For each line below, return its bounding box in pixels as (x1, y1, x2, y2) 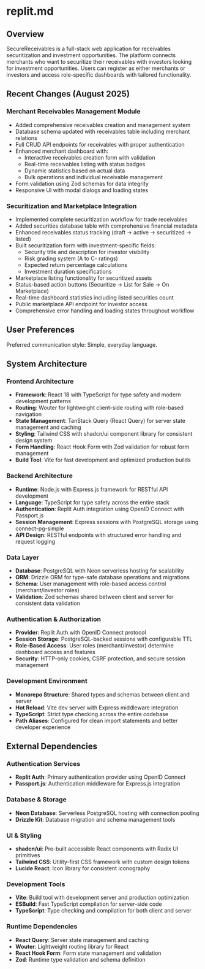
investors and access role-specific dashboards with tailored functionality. (6, 71, 192, 78)
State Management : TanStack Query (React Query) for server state (15, 417, 185, 425)
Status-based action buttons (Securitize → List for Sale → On (15, 280, 170, 288)
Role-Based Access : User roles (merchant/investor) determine (15, 642, 174, 649)
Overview (6, 29, 45, 39)
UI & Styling (6, 831, 42, 840)
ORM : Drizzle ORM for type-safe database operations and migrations (15, 574, 190, 581)
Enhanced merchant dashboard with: (15, 147, 109, 155)
